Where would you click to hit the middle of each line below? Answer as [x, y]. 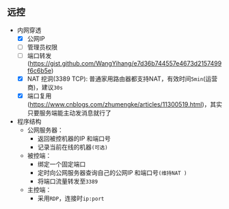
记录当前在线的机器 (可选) [72, 147]
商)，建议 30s [45, 87]
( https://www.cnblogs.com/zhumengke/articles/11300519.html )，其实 [125, 104]
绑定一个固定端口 [62, 164]
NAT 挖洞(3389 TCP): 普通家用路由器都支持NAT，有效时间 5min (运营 [122, 79]
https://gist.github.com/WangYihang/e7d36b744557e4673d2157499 [126, 63]
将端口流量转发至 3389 [68, 181]
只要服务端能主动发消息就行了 [69, 113]
